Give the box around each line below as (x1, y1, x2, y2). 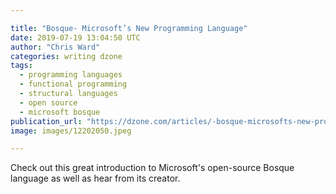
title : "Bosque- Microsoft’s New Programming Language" (10, 23, 248, 33)
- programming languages (19, 70, 123, 80)
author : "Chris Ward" (10, 42, 101, 52)
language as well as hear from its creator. (10, 172, 181, 185)
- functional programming (19, 79, 128, 90)
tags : (10, 61, 33, 71)
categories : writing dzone (10, 51, 123, 61)
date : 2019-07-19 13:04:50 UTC (10, 32, 141, 43)
